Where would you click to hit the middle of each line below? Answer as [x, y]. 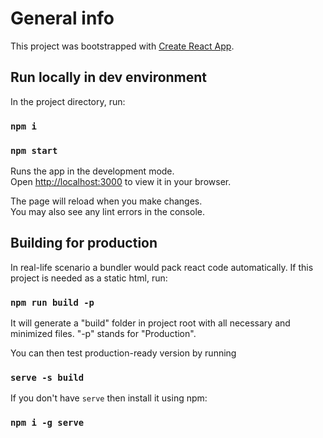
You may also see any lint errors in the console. [107, 211]
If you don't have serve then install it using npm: [109, 398]
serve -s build [47, 377]
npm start [34, 150]
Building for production [84, 243]
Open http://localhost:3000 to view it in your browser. [121, 181]
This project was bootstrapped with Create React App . [122, 46]
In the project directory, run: [68, 101]
